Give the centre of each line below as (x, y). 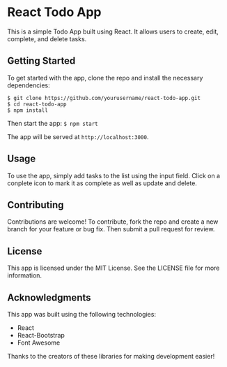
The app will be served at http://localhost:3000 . (78, 136)
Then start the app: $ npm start (53, 123)
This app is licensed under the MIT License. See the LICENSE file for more (113, 268)
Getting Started (41, 61)
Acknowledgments (49, 297)
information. (25, 275)
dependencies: (29, 85)
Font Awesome (39, 343)
